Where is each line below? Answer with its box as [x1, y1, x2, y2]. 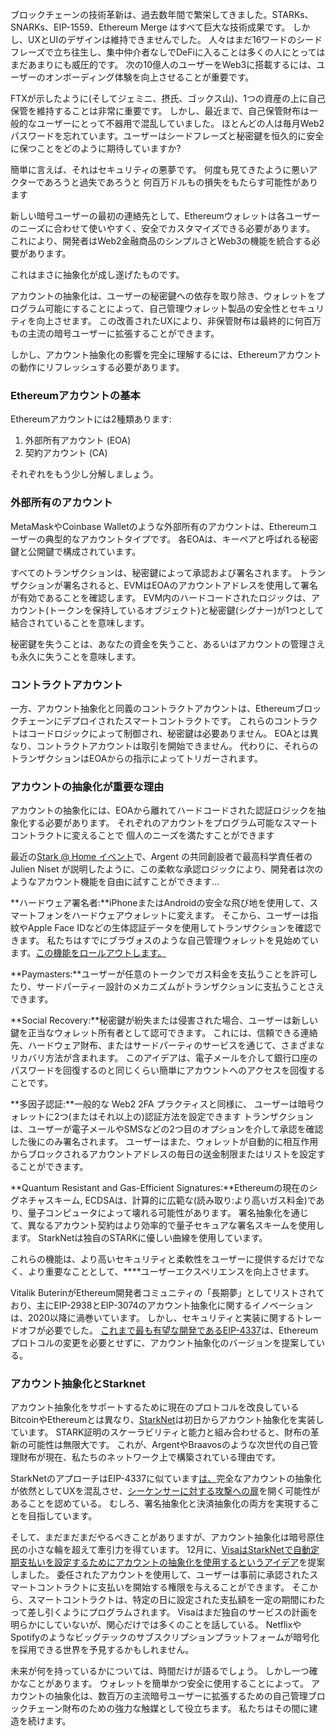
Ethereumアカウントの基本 [10, 388, 141, 402]
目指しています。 [27, 1510, 98, 1522]
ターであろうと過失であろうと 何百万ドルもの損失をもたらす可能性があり [18, 176, 318, 188]
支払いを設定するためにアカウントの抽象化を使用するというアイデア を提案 [18, 1556, 326, 1568]
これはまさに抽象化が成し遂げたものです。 [10, 269, 185, 280]
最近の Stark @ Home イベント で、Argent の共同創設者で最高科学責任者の [10, 851, 313, 863]
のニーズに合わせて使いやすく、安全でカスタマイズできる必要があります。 [10, 223, 316, 234]
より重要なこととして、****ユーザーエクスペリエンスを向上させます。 [27, 1266, 315, 1278]
